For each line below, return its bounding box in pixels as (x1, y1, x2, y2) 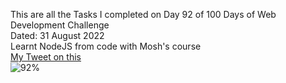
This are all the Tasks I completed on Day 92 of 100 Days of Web (10, 9, 277, 20)
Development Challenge (10, 19, 110, 31)
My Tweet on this (10, 51, 82, 63)
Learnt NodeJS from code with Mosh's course (10, 40, 202, 52)
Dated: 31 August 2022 (10, 30, 105, 41)
